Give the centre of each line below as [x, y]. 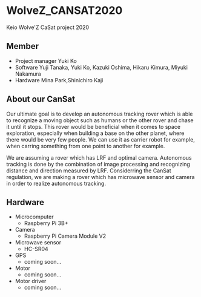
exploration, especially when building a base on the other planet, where [95, 133]
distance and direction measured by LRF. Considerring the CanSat [89, 171]
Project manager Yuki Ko [46, 60]
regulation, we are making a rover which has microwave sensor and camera [100, 177]
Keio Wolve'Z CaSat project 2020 [48, 27]
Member [23, 46]
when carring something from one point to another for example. [86, 146]
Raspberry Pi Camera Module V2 [65, 236]
